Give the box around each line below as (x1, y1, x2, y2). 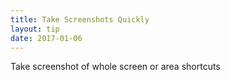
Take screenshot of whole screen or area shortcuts (10, 61, 221, 73)
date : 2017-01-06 (10, 33, 83, 43)
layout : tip (10, 24, 60, 34)
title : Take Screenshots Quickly (10, 14, 150, 25)
